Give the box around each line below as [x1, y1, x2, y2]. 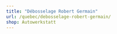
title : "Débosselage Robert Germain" [6, 8, 98, 14]
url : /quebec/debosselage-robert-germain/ [6, 14, 111, 20]
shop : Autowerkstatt [6, 19, 57, 25]
